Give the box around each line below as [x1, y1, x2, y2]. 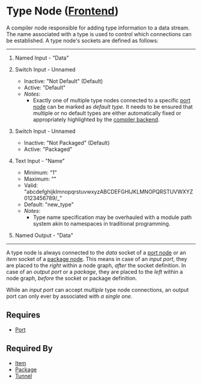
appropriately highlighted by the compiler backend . [32, 115, 160, 123]
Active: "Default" [23, 84, 66, 91]
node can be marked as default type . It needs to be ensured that [32, 103, 193, 110]
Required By [6, 343, 53, 354]
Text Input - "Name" [14, 157, 65, 164]
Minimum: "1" [23, 168, 57, 176]
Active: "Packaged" [23, 146, 73, 153]
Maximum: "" [23, 175, 57, 182]
